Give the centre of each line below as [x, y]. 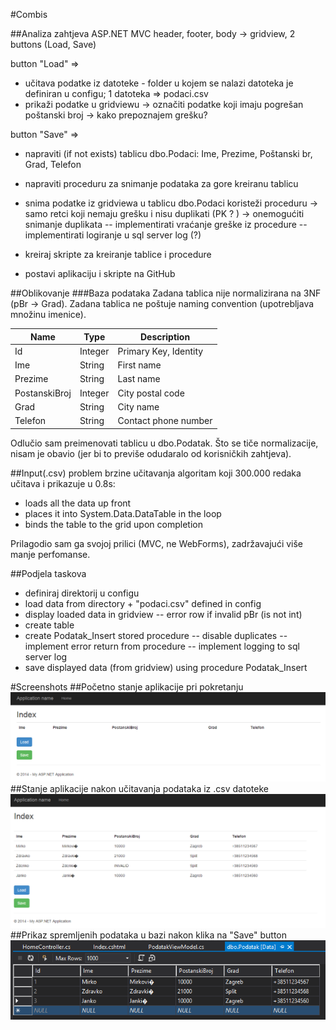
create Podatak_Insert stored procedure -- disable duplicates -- [156, 635]
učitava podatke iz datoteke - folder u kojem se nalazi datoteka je [159, 83]
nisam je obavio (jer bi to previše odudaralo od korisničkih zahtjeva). [151, 453]
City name [138, 406]
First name [139, 365]
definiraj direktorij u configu [82, 593]
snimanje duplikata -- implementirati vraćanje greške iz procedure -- [166, 224]
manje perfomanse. [50, 554]
